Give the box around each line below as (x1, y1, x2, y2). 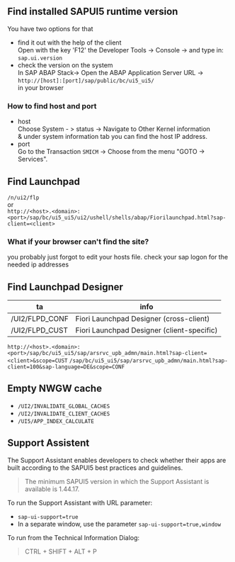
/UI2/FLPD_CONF (11, 314, 69, 324)
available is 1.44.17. (24, 485, 80, 493)
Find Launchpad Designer (7, 281, 124, 293)
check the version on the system (17, 60, 113, 69)
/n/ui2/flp (7, 194, 40, 201)
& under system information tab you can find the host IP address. (17, 133, 207, 141)
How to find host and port (7, 101, 97, 111)
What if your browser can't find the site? (7, 237, 149, 247)
